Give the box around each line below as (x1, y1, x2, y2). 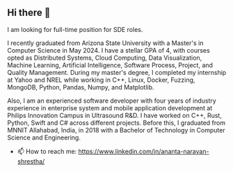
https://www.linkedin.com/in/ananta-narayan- (78, 147, 210, 155)
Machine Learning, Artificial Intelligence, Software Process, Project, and (7, 60, 214, 69)
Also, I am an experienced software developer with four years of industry (7, 96, 217, 105)
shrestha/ (17, 157, 45, 165)
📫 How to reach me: (17, 147, 77, 155)
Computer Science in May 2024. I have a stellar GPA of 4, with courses (7, 46, 210, 54)
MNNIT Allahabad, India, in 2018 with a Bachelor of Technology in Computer (7, 126, 225, 134)
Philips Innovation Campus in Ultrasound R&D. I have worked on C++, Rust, (7, 111, 223, 119)
